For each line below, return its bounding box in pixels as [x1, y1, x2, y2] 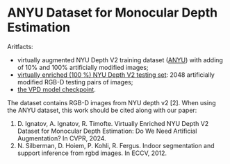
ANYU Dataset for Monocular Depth [7, 5, 217, 21]
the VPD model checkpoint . [17, 85, 96, 93]
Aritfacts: [7, 42, 33, 51]
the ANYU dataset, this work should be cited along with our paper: [7, 106, 197, 114]
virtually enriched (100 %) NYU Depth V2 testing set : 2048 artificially [17, 71, 215, 79]
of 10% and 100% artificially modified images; [17, 63, 149, 71]
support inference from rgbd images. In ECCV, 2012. [17, 149, 167, 157]
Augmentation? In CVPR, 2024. [17, 134, 106, 143]
